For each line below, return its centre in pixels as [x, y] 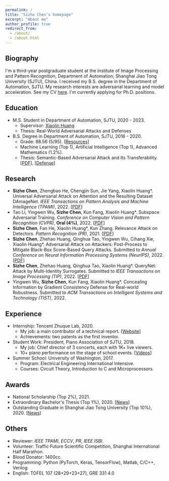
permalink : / [19, 10]
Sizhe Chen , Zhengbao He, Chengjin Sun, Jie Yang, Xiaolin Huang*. [83, 191]
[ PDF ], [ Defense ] [38, 163]
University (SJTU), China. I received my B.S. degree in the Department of [81, 81]
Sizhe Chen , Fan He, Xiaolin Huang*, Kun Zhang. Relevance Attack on [85, 228]
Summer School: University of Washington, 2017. [63, 358]
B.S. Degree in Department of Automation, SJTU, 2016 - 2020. [77, 136]
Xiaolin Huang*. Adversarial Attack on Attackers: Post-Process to [80, 245]
